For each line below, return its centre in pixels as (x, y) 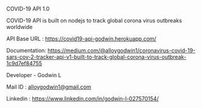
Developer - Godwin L (34, 75)
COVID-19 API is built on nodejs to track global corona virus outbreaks (94, 20)
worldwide (19, 27)
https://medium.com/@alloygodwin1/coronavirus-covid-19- (122, 50)
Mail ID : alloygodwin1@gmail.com (49, 87)
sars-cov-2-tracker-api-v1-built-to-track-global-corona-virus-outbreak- (96, 57)
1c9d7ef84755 (24, 63)
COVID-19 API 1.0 (28, 9)
